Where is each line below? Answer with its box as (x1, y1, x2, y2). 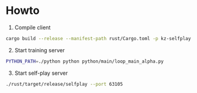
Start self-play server (14, 69, 68, 77)
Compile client (14, 24, 51, 31)
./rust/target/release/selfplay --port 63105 (5, 81, 123, 87)
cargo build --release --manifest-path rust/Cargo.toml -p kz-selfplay (5, 35, 191, 41)
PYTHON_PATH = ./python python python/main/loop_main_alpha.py (5, 58, 164, 64)
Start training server (14, 46, 65, 53)
